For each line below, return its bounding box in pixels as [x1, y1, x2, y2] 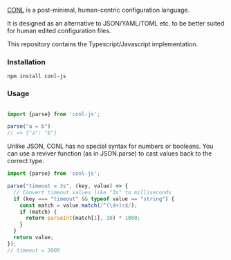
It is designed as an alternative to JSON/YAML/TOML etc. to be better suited [7, 19, 225, 27]
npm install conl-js [7, 73, 67, 80]
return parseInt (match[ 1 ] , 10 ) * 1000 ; [25, 214, 140, 222]
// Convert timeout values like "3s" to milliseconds [13, 189, 172, 196]
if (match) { [19, 208, 57, 215]
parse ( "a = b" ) [7, 123, 51, 130]
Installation [7, 57, 46, 66]
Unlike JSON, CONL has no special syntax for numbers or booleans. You [7, 142, 214, 151]
